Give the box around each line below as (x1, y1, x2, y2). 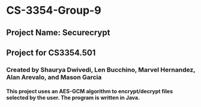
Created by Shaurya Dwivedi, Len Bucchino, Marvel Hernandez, (6, 65, 196, 74)
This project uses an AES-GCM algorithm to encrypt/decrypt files (6, 88, 173, 95)
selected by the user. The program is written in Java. (6, 94, 140, 102)
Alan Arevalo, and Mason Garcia (6, 73, 102, 81)
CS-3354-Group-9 (6, 4, 101, 17)
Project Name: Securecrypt (6, 27, 110, 38)
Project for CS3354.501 (6, 47, 96, 57)
